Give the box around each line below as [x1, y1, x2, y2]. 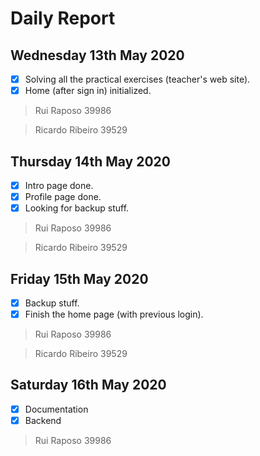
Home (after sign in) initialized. [24, 85, 152, 97]
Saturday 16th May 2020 [10, 377, 167, 394]
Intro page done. [24, 179, 94, 191]
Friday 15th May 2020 [10, 270, 149, 287]
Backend [24, 414, 62, 426]
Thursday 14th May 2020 [10, 153, 171, 170]
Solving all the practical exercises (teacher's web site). [24, 73, 251, 85]
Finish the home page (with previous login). [24, 308, 204, 320]
